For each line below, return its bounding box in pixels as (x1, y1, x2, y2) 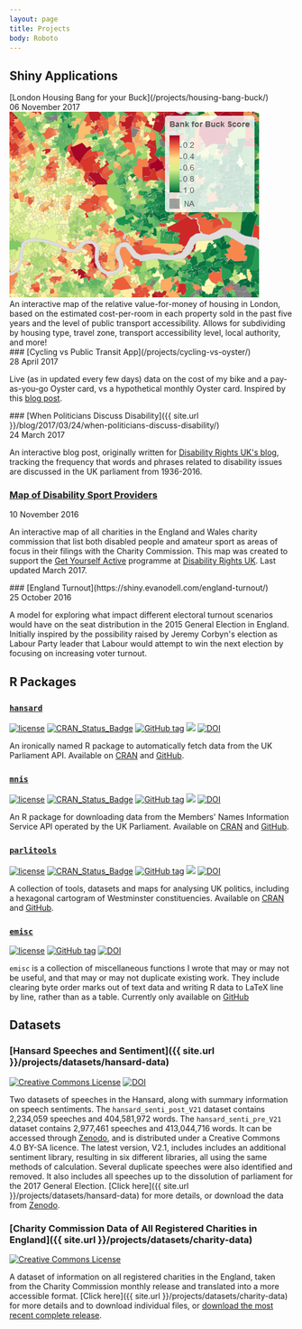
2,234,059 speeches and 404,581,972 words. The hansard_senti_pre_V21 (9, 1113, 282, 1124)
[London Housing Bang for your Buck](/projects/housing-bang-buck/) (9, 92, 269, 103)
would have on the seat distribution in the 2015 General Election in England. (9, 619, 290, 630)
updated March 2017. (9, 565, 87, 576)
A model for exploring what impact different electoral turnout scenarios (9, 609, 273, 620)
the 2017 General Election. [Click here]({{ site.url (9, 1180, 189, 1191)
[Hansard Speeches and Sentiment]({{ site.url (9, 1045, 215, 1057)
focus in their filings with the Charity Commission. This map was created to (9, 546, 288, 557)
